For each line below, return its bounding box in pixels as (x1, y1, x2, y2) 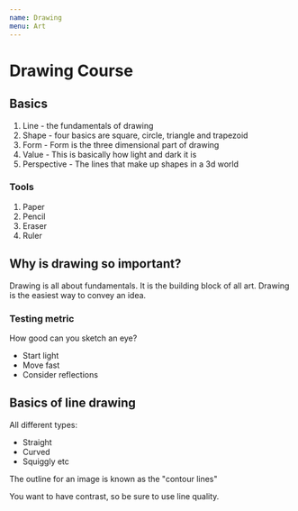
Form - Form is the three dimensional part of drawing (22, 139, 220, 150)
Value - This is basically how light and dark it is (22, 149, 197, 160)
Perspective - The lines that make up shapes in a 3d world (22, 159, 239, 169)
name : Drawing (9, 13, 63, 23)
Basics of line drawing (9, 396, 137, 411)
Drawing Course (9, 60, 133, 81)
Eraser (22, 220, 48, 231)
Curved (22, 446, 51, 457)
